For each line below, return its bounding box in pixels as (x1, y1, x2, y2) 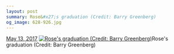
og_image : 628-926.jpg (6, 19, 62, 25)
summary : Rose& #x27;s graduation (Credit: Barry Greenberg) (6, 14, 157, 20)
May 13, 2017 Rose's (6, 35, 169, 42)
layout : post (6, 8, 38, 15)
